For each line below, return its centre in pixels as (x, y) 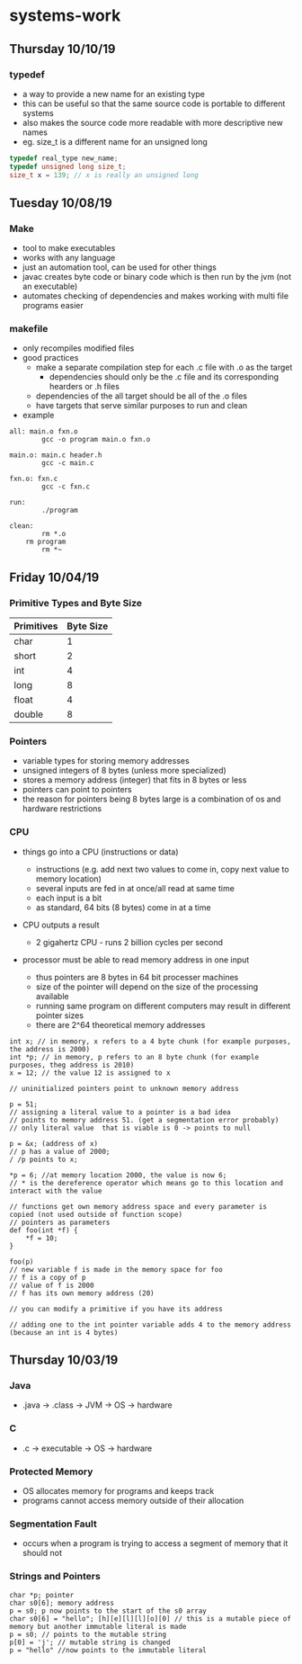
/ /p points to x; (44, 1159)
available (52, 996)
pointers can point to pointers (77, 790)
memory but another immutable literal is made (98, 1626)
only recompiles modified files (78, 348)
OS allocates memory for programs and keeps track (118, 1491)
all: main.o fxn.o (44, 432)
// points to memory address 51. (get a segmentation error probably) (144, 1120)
